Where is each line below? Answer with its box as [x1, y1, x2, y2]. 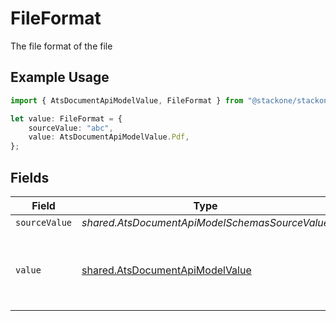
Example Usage [10, 69, 110, 86]
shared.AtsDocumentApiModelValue [81, 263, 252, 277]
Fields [10, 169, 50, 186]
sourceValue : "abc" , [28, 123, 114, 133]
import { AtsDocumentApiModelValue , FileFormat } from [10, 95, 244, 106]
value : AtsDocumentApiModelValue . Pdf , [28, 132, 190, 142]
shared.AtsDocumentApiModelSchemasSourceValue [81, 215, 330, 229]
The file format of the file [10, 40, 113, 52]
